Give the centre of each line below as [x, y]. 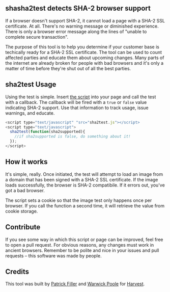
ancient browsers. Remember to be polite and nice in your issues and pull [82, 250]
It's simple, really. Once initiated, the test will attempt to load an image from [84, 174]
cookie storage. [22, 211]
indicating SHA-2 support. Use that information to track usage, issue [77, 108]
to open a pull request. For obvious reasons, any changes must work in [80, 245]
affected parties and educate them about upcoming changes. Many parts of [85, 58]
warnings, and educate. [30, 113]
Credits [17, 271]
